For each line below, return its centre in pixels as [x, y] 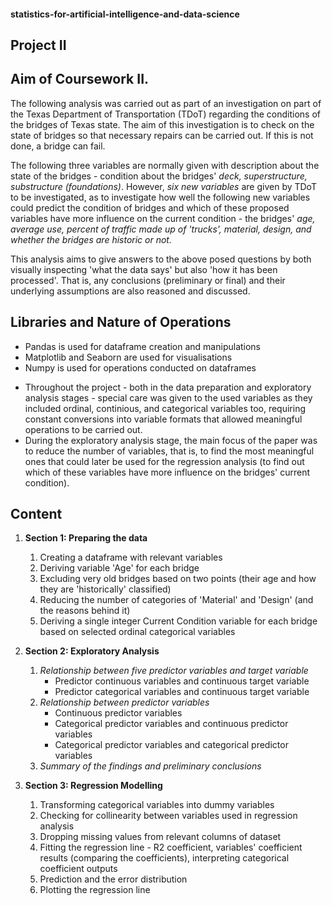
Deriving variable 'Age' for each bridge [119, 568]
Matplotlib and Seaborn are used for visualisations [128, 357]
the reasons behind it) [85, 611]
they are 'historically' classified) [105, 589]
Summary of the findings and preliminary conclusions [150, 766]
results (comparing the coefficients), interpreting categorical [164, 858]
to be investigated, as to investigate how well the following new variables [160, 197]
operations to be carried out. [83, 429]
